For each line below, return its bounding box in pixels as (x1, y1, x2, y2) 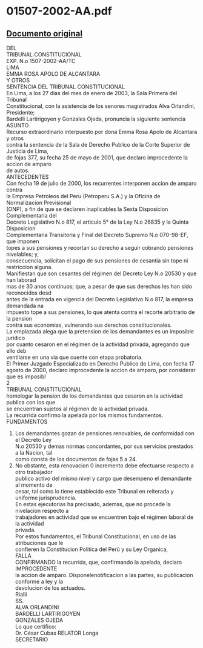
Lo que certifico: (15, 623, 56, 630)
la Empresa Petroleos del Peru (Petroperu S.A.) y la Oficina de (6, 193, 161, 199)
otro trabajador (15, 469, 53, 475)
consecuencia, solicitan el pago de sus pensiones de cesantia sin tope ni (6, 257, 188, 264)
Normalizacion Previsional (6, 199, 72, 206)
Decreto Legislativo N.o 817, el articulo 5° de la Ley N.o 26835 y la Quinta (6, 218, 189, 225)
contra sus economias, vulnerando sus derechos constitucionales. (6, 321, 172, 329)
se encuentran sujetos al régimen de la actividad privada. (6, 405, 150, 412)
